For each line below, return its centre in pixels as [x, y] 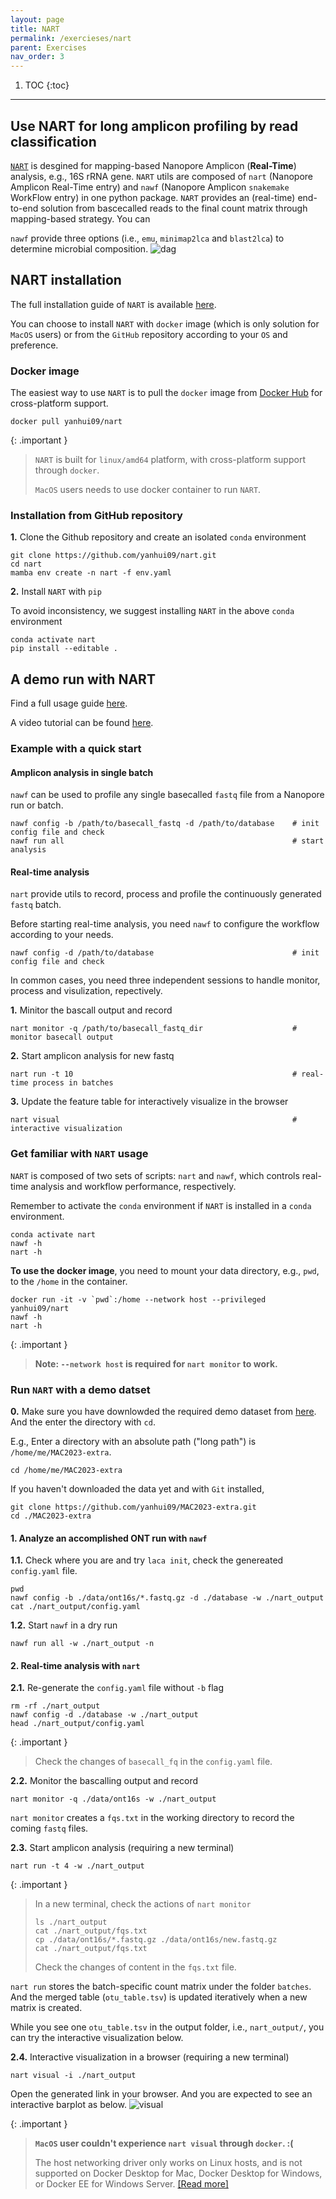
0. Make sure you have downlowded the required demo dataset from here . [163, 1412]
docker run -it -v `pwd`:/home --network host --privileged [138, 1299]
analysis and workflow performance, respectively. [133, 1186]
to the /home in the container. [69, 1281]
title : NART [35, 29]
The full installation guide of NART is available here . [113, 304]
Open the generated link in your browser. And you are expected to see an [161, 2094]
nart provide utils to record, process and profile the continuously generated [166, 894]
